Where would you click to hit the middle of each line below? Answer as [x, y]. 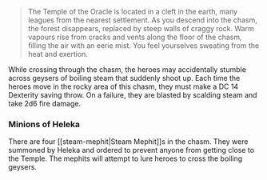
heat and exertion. [58, 54]
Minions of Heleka [44, 124]
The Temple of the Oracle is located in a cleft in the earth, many [133, 12]
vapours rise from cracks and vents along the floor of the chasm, [135, 37]
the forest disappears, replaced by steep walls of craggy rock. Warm [141, 28]
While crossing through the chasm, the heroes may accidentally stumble [127, 70]
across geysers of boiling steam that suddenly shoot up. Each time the [124, 78]
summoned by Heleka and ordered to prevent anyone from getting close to [131, 150]
